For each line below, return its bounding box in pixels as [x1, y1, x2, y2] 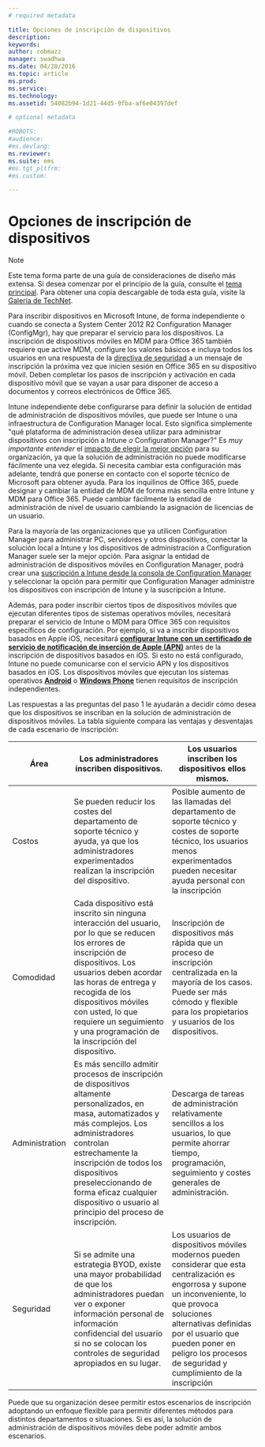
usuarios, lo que [171, 1128, 231, 1139]
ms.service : [8, 84, 47, 92]
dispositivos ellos [178, 763, 246, 774]
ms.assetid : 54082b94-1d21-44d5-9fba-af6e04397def [8, 99, 178, 107]
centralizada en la [171, 967, 238, 978]
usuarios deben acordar [73, 967, 162, 978]
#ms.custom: [8, 171, 47, 180]
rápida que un [171, 937, 223, 948]
